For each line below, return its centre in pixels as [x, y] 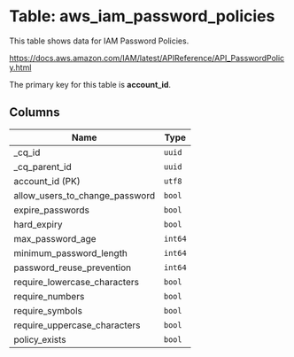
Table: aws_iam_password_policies [142, 16]
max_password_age [55, 238]
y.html [20, 67]
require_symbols [48, 310]
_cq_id [27, 152]
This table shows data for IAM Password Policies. [99, 41]
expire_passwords [52, 210]
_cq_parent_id [43, 167]
